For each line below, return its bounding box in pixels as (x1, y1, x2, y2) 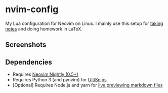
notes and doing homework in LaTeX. (5, 25, 82, 32)
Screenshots (5, 41, 47, 49)
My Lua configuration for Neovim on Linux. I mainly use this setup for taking (5, 20, 163, 26)
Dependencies (5, 57, 52, 67)
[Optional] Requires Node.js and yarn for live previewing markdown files (12, 82, 163, 88)
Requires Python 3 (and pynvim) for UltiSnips (12, 77, 107, 83)
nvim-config (5, 4, 59, 15)
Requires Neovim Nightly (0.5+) (12, 71, 78, 77)
